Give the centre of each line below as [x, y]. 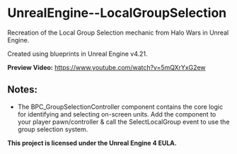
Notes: [22, 90]
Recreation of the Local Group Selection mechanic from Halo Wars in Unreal [118, 32]
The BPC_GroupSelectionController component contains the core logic [120, 107]
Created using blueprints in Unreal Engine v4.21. [77, 54]
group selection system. [53, 129]
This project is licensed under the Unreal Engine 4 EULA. [92, 143]
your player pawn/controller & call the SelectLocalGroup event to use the [123, 122]
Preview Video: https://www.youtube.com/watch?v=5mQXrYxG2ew [107, 67]
